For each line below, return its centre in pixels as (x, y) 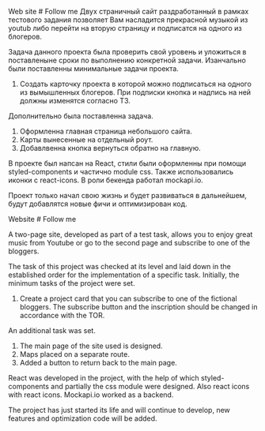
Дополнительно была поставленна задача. (81, 116)
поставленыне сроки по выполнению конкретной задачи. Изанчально (127, 60)
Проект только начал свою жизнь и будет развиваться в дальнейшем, (128, 195)
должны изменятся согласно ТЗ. (75, 101)
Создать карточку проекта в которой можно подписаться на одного (135, 84)
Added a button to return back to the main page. (98, 363)
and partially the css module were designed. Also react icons (150, 386)
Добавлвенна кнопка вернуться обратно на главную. (110, 148)
